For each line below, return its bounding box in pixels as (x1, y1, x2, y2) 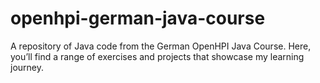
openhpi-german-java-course (10, 7, 266, 30)
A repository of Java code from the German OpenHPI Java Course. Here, (10, 40, 312, 52)
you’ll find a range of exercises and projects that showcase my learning (10, 50, 305, 62)
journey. (10, 61, 44, 73)
